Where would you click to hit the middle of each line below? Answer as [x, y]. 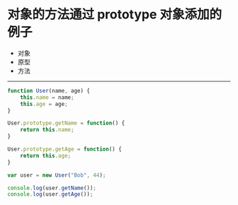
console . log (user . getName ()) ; [52, 188]
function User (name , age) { [49, 90]
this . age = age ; [44, 104]
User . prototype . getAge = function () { [64, 149]
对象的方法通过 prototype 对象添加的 [115, 14]
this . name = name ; [47, 97]
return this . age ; [46, 156]
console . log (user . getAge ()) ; [50, 194]
